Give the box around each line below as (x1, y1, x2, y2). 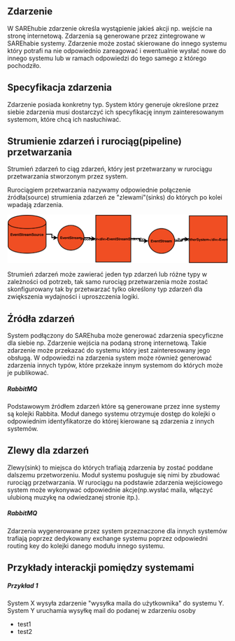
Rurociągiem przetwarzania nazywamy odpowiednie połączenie (7, 185, 191, 195)
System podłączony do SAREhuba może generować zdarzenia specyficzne (7, 331, 224, 339)
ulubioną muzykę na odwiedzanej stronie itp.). (7, 493, 140, 501)
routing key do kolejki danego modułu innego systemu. (7, 542, 165, 550)
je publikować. (7, 368, 49, 376)
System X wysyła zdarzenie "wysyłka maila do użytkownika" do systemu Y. (7, 599, 225, 607)
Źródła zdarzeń (7, 313, 75, 325)
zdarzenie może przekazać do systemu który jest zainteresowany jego (7, 346, 211, 354)
